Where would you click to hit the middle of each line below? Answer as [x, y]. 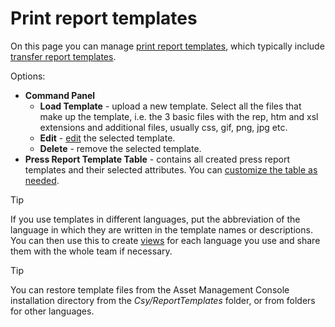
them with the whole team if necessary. [91, 251]
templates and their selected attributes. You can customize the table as [171, 169]
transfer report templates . [63, 56]
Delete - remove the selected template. [120, 148]
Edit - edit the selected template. [107, 138]
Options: [28, 76]
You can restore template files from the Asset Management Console [150, 289]
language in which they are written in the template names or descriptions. [161, 229]
